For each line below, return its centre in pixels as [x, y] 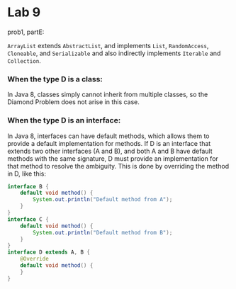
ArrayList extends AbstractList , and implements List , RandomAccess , [108, 45]
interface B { [28, 186]
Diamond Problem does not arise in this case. [74, 102]
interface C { [28, 219]
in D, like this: [27, 174]
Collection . [24, 60]
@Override [35, 259]
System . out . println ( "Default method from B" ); [103, 232]
